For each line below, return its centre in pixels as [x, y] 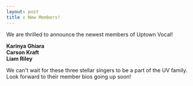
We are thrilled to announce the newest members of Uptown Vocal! [90, 34]
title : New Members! [33, 17]
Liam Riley [20, 59]
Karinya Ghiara [25, 46]
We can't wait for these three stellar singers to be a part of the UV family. [97, 70]
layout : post [23, 12]
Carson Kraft [23, 52]
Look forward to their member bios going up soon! [69, 76]
